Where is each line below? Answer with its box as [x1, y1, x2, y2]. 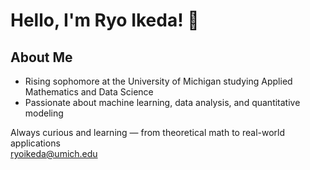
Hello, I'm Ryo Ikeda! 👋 [10, 9, 200, 32]
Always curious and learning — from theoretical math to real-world [10, 127, 286, 138]
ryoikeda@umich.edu [10, 148, 98, 159]
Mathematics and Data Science [24, 86, 154, 98]
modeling [24, 107, 64, 119]
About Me [10, 49, 73, 66]
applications [10, 137, 61, 149]
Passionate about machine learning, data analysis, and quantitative [24, 97, 301, 108]
